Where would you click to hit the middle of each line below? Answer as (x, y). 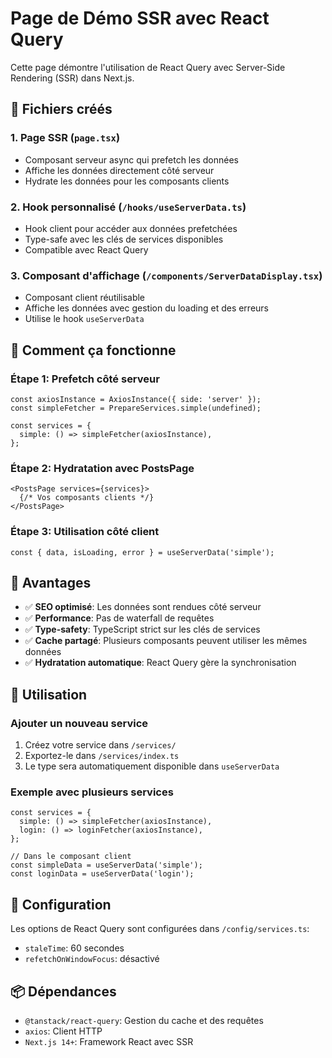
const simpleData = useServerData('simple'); (106, 865)
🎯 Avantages (51, 582)
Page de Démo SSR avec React (140, 18)
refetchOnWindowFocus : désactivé (92, 959)
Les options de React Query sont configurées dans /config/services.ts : (160, 929)
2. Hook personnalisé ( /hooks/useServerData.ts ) (128, 207)
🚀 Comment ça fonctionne (93, 350)
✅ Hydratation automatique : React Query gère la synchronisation (160, 663)
